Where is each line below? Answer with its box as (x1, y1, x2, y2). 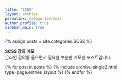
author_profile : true (5, 20, 49, 26)
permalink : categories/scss (5, 16, 62, 21)
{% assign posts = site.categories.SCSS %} (5, 38, 92, 44)
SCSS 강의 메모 (5, 48, 35, 54)
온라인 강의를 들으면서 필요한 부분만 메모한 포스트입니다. (5, 54, 112, 61)
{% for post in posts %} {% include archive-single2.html (5, 64, 118, 70)
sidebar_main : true (5, 25, 45, 30)
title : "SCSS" (5, 7, 34, 12)
